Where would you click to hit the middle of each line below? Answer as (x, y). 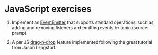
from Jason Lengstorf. (34, 47)
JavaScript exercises (48, 9)
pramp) (19, 33)
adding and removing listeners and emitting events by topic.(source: (80, 27)
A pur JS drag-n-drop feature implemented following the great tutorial (82, 42)
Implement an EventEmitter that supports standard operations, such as (82, 22)
